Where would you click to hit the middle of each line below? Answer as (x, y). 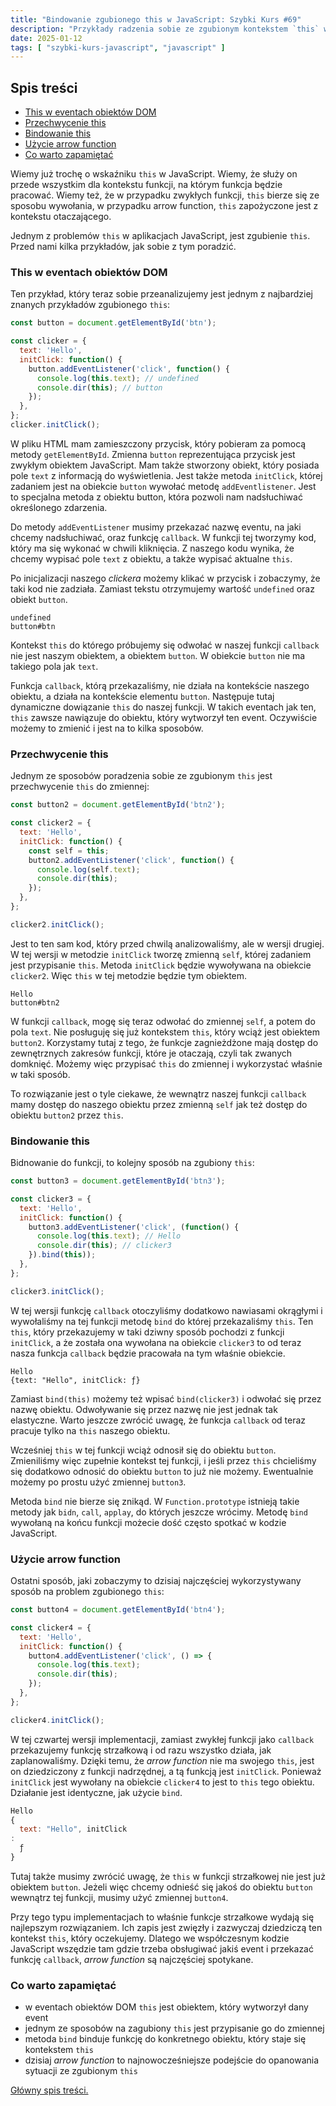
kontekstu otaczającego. (61, 217)
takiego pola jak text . (54, 666)
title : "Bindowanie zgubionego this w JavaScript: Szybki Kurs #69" (156, 19)
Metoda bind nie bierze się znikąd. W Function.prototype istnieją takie (155, 1501)
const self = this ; (69, 851)
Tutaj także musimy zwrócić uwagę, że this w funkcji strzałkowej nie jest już (168, 1876)
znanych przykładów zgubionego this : (90, 305)
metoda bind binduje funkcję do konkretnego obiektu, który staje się (165, 2039)
